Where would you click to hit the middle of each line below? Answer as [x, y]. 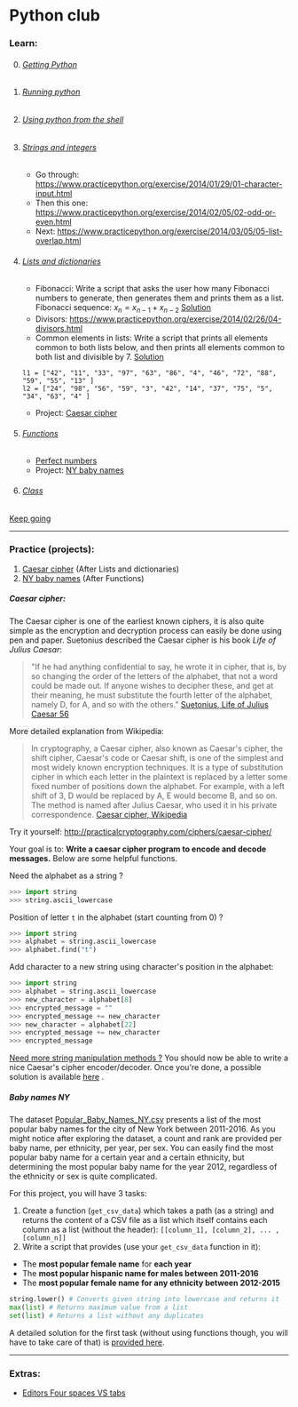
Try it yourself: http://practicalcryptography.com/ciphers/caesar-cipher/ [141, 831]
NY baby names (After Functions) [83, 578]
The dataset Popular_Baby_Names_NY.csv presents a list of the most [135, 1120]
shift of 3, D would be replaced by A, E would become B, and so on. [154, 795]
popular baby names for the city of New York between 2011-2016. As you [142, 1129]
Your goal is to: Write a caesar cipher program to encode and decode [138, 849]
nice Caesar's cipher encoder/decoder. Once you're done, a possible [135, 1067]
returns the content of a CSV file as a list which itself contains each [145, 1220]
